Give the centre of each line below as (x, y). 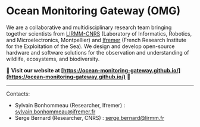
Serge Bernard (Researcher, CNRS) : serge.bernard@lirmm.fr (90, 118)
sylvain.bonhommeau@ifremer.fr (55, 112)
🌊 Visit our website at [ (35, 70)
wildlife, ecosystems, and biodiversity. (53, 59)
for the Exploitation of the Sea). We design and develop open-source (90, 46)
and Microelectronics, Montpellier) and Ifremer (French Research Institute (96, 40)
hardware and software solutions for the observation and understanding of (98, 52)
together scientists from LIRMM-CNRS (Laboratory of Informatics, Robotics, (99, 33)
